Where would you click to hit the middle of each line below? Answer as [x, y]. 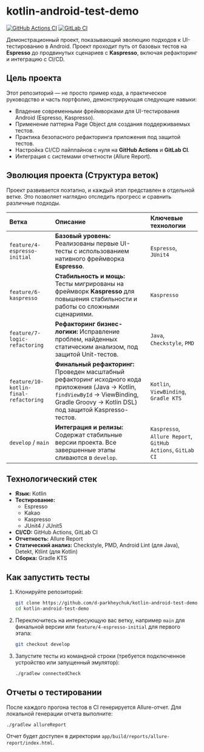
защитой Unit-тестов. [87, 354]
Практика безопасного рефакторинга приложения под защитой [98, 137]
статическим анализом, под [97, 346]
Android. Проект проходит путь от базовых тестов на [118, 46]
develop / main [29, 442]
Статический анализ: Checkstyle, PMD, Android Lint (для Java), [97, 545]
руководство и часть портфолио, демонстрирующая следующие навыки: [102, 99]
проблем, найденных [86, 339]
